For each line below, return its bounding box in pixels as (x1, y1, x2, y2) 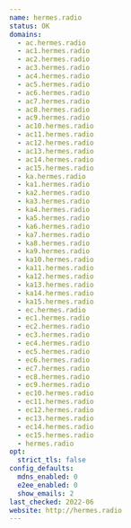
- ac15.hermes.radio (17, 163, 94, 172)
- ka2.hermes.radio (17, 189, 91, 198)
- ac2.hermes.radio (17, 55, 91, 64)
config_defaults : (9, 464, 74, 473)
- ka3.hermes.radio (17, 197, 91, 207)
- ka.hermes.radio (17, 172, 87, 180)
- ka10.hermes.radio (17, 255, 94, 265)
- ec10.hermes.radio (17, 389, 94, 398)
